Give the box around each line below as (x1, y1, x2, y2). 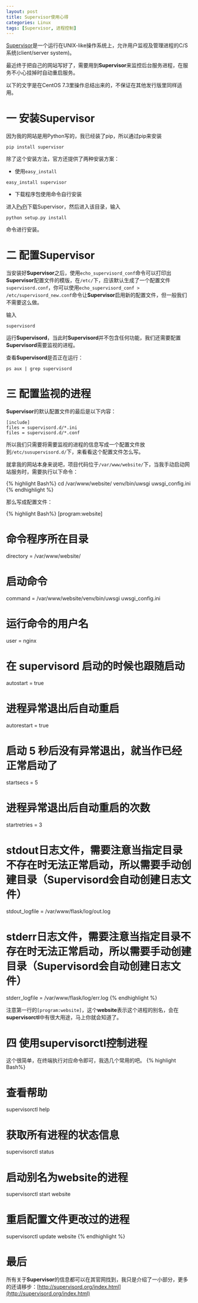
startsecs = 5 (6, 779, 38, 786)
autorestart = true (6, 722, 49, 729)
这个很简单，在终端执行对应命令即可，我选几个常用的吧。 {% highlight (6, 1057, 176, 1064)
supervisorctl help (6, 1106, 50, 1113)
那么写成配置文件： (6, 498, 53, 505)
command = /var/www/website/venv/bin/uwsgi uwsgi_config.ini (6, 594, 160, 601)
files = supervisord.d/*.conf (6, 430, 80, 436)
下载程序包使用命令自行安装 (14, 191, 82, 198)
